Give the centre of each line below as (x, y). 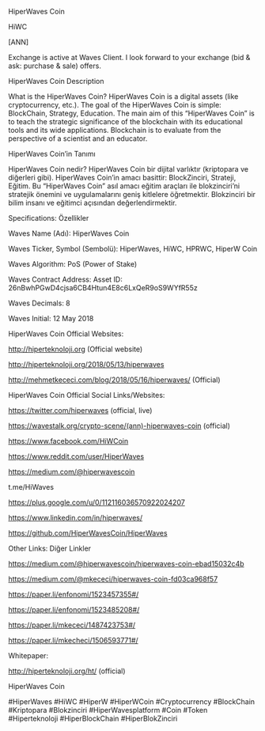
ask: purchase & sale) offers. (55, 66)
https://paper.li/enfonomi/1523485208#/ (74, 610)
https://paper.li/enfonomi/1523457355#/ (74, 594)
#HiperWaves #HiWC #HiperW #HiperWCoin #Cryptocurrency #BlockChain (132, 702)
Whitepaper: (28, 655)
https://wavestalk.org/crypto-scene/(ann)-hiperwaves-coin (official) (119, 426)
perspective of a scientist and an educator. (78, 138)
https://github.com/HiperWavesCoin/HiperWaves (88, 533)
